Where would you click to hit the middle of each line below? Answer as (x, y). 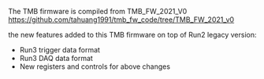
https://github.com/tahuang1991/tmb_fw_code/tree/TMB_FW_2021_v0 (121, 20)
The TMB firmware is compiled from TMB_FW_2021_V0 (98, 11)
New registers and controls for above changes (95, 66)
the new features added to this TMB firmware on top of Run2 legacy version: (132, 35)
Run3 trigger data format (60, 50)
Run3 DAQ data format (56, 58)
